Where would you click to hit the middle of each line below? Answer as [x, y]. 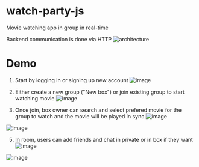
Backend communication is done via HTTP [59, 39]
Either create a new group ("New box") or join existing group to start [100, 92]
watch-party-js [45, 11]
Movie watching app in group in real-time [57, 28]
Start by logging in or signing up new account [71, 80]
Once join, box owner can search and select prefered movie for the [98, 110]
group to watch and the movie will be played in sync [80, 116]
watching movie [35, 98]
